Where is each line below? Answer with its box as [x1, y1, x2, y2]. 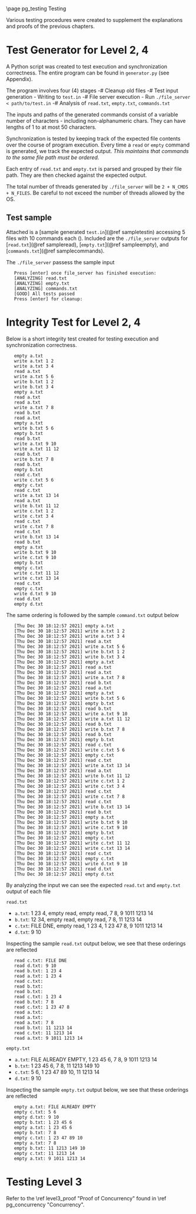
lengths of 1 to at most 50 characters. [6, 124, 97, 131]
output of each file [6, 888, 51, 895]
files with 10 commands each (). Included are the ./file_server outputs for [6, 235, 188, 242]
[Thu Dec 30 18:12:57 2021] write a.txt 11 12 [14, 716, 131, 722]
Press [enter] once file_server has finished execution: [14, 270, 157, 276]
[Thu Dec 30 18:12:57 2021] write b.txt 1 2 [14, 648, 125, 655]
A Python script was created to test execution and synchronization [6, 63, 168, 70]
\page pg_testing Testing [6, 5, 67, 12]
